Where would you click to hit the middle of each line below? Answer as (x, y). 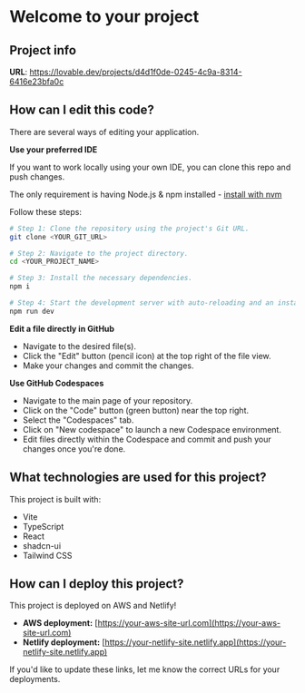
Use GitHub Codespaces (57, 383)
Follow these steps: (45, 211)
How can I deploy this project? (97, 584)
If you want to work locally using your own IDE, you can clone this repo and (150, 167)
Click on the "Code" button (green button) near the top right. (136, 410)
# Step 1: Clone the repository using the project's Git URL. (129, 229)
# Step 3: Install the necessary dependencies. (101, 278)
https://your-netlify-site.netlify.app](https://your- (196, 642)
